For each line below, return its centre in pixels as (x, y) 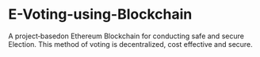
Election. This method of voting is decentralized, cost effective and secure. (131, 44)
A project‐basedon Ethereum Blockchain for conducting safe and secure (126, 36)
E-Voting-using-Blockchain (100, 14)
